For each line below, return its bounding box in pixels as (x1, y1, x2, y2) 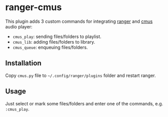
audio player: (5, 23, 33, 29)
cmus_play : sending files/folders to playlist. (12, 33, 102, 40)
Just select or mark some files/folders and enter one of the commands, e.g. (5, 100, 163, 106)
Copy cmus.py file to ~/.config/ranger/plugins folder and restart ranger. (5, 72, 156, 79)
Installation (5, 59, 42, 67)
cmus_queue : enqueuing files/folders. (12, 44, 88, 50)
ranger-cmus (5, 2, 62, 13)
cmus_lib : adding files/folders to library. (12, 38, 95, 45)
